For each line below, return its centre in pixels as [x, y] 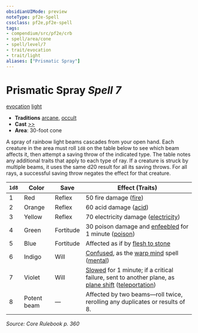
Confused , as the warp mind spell [132, 253]
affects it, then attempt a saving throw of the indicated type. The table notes [98, 155]
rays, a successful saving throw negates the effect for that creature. [88, 173]
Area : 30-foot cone [38, 130]
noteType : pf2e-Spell [33, 17]
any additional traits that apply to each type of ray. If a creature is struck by [97, 161]
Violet [32, 277]
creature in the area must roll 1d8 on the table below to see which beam [93, 148]
